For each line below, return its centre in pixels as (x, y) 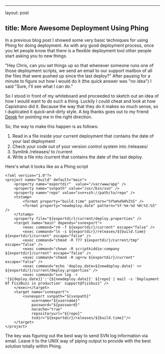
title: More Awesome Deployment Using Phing (77, 28)
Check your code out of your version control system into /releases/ (80, 146)
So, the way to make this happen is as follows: (52, 126)
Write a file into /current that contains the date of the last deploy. (78, 157)
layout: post (17, 13)
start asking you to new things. (36, 56)
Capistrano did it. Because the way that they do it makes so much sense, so (82, 106)
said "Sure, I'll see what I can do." (39, 86)
